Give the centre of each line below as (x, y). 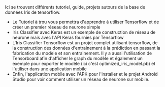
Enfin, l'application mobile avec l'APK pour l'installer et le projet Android (85, 74)
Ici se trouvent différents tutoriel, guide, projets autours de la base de (75, 7)
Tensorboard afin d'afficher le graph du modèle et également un (77, 58)
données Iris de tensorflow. (33, 12)
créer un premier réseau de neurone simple (56, 27)
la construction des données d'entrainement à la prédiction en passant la (86, 48)
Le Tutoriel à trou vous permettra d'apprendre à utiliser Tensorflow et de (85, 22)
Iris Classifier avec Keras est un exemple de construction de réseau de (84, 32)
